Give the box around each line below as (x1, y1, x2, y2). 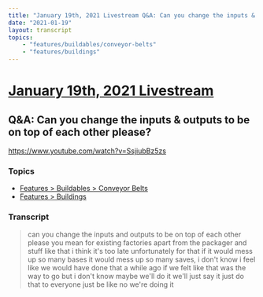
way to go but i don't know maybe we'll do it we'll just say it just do (27, 271, 244, 280)
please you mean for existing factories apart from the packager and (27, 237, 247, 247)
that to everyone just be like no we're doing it (27, 280, 175, 289)
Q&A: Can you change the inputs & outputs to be (8, 113, 250, 126)
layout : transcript (8, 26, 72, 34)
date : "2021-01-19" (8, 19, 72, 27)
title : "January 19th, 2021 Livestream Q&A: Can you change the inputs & (8, 11, 256, 20)
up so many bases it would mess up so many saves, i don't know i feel (27, 255, 256, 264)
